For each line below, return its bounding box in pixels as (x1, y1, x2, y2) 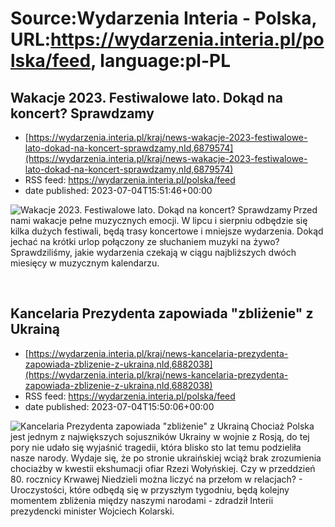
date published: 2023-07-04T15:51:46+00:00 (24, 185, 213, 196)
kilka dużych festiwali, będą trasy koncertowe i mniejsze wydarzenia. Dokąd (10, 225, 324, 237)
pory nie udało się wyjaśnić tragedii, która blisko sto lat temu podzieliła (10, 441, 302, 453)
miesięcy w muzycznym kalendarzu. (10, 257, 160, 269)
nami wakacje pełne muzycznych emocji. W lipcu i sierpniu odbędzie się (10, 215, 308, 226)
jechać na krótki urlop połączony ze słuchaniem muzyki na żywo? (10, 236, 280, 247)
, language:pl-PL (90, 50, 231, 72)
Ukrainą (10, 321, 60, 338)
